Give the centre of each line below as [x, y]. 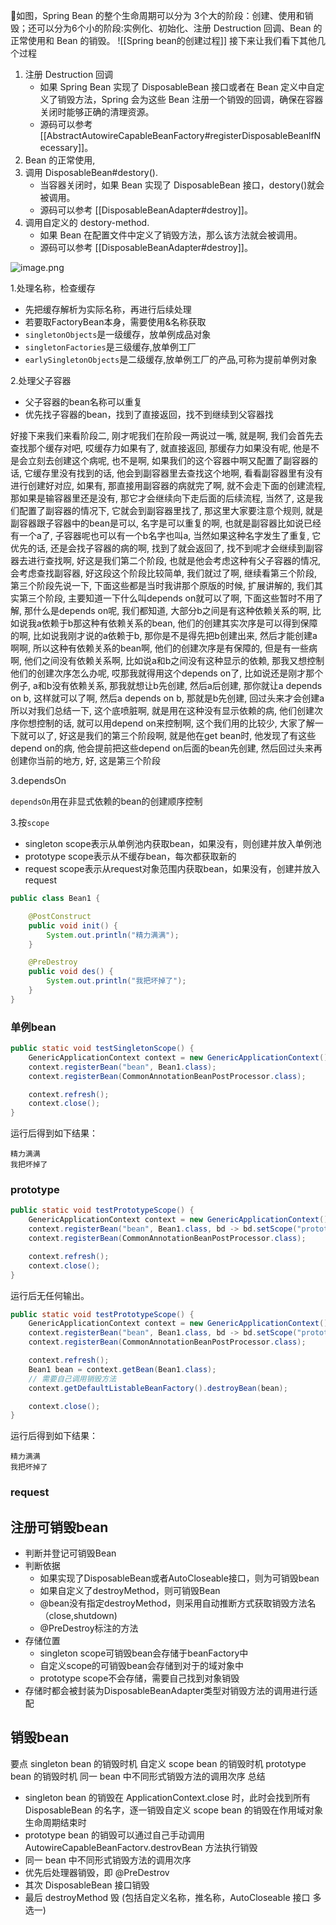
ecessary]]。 [66, 147]
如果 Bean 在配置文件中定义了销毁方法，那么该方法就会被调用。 [171, 235]
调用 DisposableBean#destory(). [91, 172]
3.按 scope [30, 822]
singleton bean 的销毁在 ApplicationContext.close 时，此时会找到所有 [168, 1797]
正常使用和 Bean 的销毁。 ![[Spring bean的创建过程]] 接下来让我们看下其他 [163, 40]
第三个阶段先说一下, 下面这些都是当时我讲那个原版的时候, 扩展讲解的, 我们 [162, 585]
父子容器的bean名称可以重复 [83, 402]
